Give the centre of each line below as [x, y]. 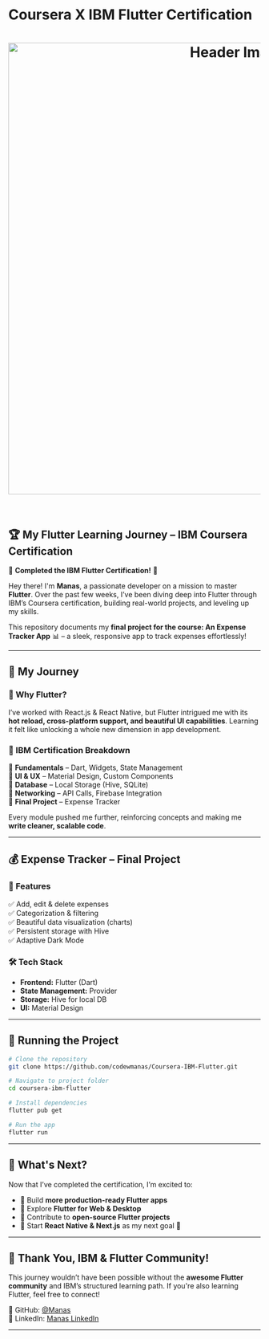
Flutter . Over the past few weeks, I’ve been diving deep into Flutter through [133, 594]
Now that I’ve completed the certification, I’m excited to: [101, 1184]
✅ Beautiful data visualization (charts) [71, 922]
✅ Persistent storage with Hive [59, 931]
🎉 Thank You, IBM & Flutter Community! [109, 1258]
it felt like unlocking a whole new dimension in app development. [115, 729]
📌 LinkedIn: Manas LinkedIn [54, 1319]
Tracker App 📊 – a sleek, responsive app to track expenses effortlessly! [127, 636]
